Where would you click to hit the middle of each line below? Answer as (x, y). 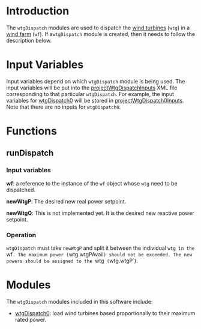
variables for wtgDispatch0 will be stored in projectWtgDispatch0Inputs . (95, 100)
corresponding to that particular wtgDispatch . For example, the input (90, 94)
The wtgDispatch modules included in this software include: (79, 301)
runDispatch (30, 153)
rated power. (31, 319)
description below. (29, 40)
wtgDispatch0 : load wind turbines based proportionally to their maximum (105, 313)
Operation (21, 235)
